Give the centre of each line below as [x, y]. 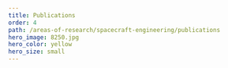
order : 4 [22, 23]
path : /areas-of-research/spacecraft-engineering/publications [114, 30]
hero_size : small [37, 52]
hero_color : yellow [40, 45]
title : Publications [42, 15]
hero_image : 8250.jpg [44, 37]
